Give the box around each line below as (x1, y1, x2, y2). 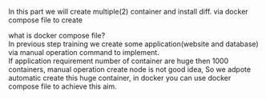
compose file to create (8, 15, 83, 25)
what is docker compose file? (8, 31, 106, 40)
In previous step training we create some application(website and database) (8, 39, 259, 49)
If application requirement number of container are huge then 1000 (8, 56, 229, 65)
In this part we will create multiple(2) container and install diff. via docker (8, 7, 248, 16)
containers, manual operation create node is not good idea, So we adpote (8, 65, 251, 74)
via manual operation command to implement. (8, 48, 160, 57)
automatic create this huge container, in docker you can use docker (8, 73, 232, 82)
